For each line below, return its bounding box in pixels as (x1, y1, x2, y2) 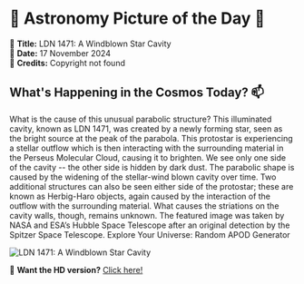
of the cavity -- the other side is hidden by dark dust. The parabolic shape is (9, 162, 295, 172)
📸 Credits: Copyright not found (9, 57, 125, 68)
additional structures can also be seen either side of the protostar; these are (9, 181, 294, 191)
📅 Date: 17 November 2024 (9, 47, 112, 58)
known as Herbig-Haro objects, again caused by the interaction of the (9, 191, 270, 201)
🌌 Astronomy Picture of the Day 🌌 (9, 8, 266, 29)
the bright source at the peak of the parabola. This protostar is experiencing (9, 132, 293, 143)
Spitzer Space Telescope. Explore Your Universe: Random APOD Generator (9, 229, 290, 240)
